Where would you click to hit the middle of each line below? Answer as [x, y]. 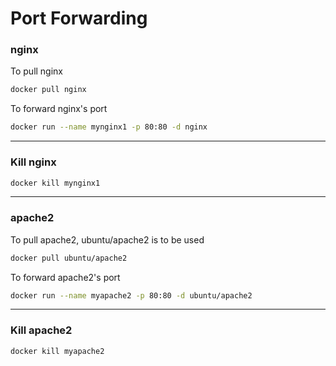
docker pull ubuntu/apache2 [69, 258]
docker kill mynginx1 [55, 183]
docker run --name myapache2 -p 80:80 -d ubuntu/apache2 [131, 295]
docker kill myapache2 [57, 351]
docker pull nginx [48, 90]
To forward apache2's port [65, 277]
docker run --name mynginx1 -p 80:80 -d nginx [109, 127]
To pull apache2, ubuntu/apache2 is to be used [107, 239]
